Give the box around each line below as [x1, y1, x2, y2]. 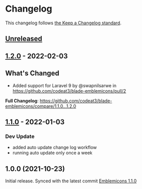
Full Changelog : [5, 97, 39, 104]
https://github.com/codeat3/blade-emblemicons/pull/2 [12, 88, 126, 94]
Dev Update [5, 133, 35, 140]
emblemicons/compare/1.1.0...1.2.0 [5, 103, 77, 109]
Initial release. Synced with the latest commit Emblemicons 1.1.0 [5, 178, 137, 184]
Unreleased [5, 34, 43, 43]
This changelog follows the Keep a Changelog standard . [5, 20, 122, 26]
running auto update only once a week [12, 150, 93, 156]
